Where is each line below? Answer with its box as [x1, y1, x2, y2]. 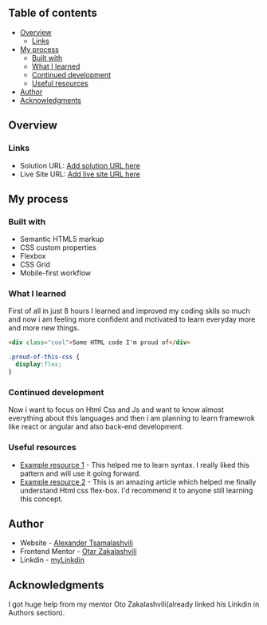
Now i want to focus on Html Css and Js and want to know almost [8, 405, 225, 414]
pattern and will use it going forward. [19, 469, 141, 478]
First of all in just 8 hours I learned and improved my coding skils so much [8, 307, 250, 316]
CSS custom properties [19, 243, 97, 252]
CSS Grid [19, 259, 50, 270]
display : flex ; [15, 361, 62, 369]
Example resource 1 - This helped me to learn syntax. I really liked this [19, 460, 249, 469]
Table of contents [8, 6, 97, 20]
